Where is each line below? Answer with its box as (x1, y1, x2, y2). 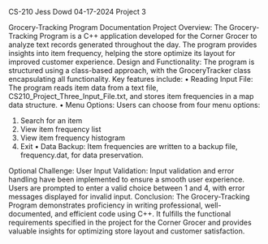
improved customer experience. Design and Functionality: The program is (8, 57, 255, 66)
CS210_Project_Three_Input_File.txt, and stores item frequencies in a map (8, 92, 254, 101)
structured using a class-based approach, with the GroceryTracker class (8, 66, 252, 75)
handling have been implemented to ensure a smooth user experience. (8, 174, 245, 184)
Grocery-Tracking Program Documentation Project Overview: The (8, 23, 227, 32)
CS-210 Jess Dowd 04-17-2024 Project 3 (8, 7, 146, 16)
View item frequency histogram (19, 133, 126, 143)
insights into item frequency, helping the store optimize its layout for (8, 49, 236, 58)
